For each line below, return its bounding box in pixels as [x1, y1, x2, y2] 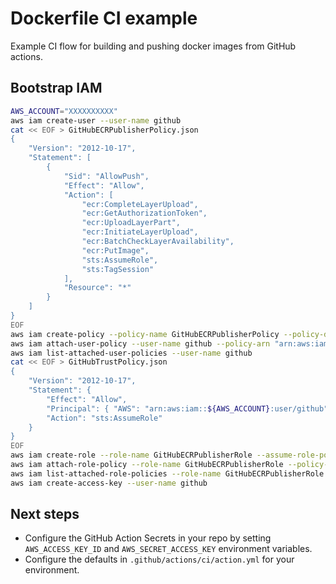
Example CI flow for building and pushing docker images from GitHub [10, 40, 297, 52]
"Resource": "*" [63, 283, 132, 293]
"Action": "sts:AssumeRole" [46, 413, 163, 423]
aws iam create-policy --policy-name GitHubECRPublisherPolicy [10, 329, 280, 339]
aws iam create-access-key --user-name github [10, 478, 208, 488]
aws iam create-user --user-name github [10, 115, 182, 126]
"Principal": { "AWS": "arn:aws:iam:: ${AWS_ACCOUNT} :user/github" [46, 403, 329, 414]
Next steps [10, 506, 80, 523]
